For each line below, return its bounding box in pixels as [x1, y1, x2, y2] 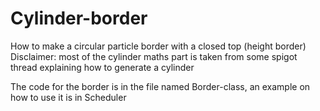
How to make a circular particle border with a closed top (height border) [10, 40, 307, 52]
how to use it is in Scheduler [10, 91, 127, 103]
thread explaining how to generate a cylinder [10, 61, 195, 73]
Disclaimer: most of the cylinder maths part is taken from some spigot [10, 50, 298, 62]
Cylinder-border [10, 7, 148, 30]
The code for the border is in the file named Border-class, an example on [10, 80, 311, 92]
